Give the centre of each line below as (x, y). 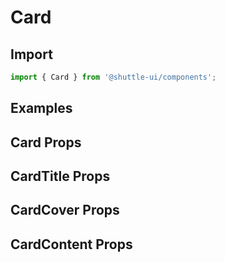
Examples (41, 108)
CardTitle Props (60, 176)
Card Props (46, 142)
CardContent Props (71, 244)
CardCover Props (65, 210)
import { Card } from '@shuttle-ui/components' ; (113, 77)
